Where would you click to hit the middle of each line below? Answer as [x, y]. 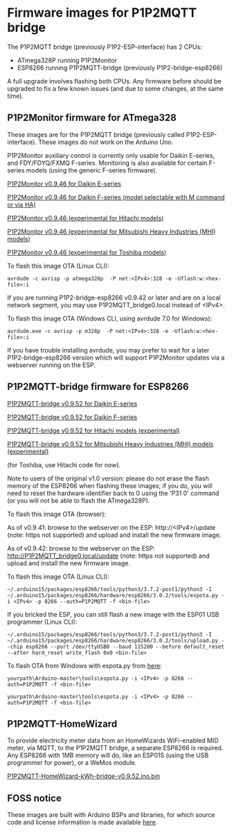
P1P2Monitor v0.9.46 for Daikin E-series [64, 184]
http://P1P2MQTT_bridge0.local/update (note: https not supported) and [108, 556]
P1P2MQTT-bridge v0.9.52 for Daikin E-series [72, 403]
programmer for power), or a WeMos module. [72, 763]
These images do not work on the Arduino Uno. [106, 142]
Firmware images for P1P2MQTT [102, 13]
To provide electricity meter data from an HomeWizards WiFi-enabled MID [113, 741]
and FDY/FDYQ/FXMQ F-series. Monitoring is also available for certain [107, 163]
